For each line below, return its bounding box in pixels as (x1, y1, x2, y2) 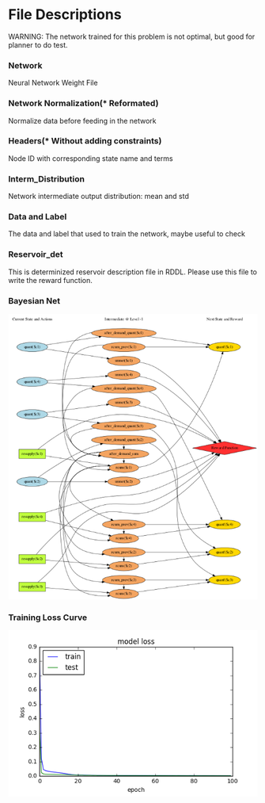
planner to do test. (8, 40, 69, 49)
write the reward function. (8, 275, 93, 285)
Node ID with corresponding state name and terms (8, 153, 173, 163)
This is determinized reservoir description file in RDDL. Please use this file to (8, 267, 257, 277)
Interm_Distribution (8, 173, 85, 184)
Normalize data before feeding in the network (8, 116, 157, 125)
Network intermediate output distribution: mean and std (8, 192, 190, 201)
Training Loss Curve (8, 612, 88, 623)
